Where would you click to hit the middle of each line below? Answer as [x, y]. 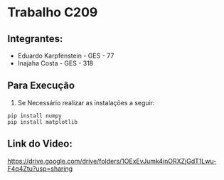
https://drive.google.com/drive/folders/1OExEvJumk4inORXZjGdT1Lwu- [112, 161]
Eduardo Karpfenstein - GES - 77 [66, 55]
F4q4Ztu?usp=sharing [40, 169]
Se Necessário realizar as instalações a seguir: [86, 102]
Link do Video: [40, 144]
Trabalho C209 [53, 12]
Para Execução [41, 86]
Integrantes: [35, 39]
